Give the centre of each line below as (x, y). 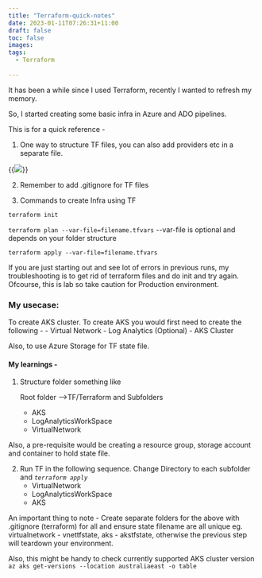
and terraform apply (54, 477)
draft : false (30, 30)
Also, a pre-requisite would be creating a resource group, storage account (130, 445)
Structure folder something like (70, 382)
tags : (17, 52)
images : (21, 45)
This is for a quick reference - (57, 129)
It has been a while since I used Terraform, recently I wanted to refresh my (130, 90)
